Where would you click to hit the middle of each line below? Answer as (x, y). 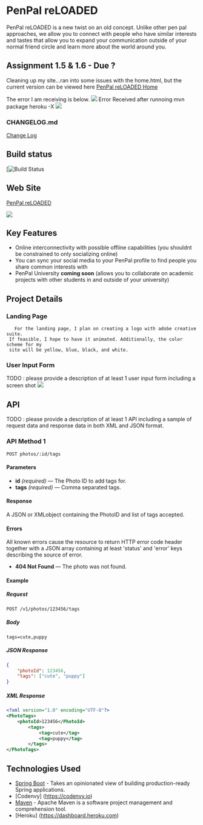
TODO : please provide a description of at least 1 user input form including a (101, 378)
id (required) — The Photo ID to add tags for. (71, 481)
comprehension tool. (41, 809)
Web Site (24, 188)
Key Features (32, 233)
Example (18, 580)
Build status (29, 154)
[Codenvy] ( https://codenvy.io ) (54, 796)
